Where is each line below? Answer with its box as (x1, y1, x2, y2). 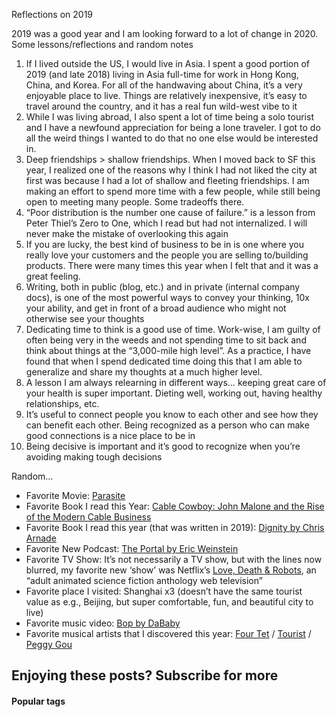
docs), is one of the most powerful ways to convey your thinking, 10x (25, 292, 311, 303)
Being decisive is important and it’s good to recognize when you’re (25, 440, 301, 452)
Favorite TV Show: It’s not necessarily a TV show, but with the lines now (25, 554, 323, 565)
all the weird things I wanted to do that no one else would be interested (25, 132, 319, 144)
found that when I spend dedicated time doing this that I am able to (25, 355, 303, 367)
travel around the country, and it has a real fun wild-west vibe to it (25, 100, 298, 112)
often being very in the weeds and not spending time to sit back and (25, 334, 307, 346)
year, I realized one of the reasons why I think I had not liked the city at (25, 164, 318, 176)
